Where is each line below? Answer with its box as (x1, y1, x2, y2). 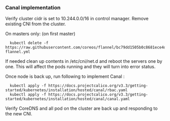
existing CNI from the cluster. (5, 21, 66, 27)
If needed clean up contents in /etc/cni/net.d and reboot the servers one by (5, 58, 163, 64)
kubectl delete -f (10, 41, 49, 46)
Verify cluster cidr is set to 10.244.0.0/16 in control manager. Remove (5, 16, 149, 22)
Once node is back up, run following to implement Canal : (5, 73, 125, 79)
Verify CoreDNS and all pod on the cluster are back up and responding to (5, 105, 158, 111)
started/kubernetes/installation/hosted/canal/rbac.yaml (5, 88, 128, 93)
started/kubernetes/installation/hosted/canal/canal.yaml (5, 97, 130, 102)
